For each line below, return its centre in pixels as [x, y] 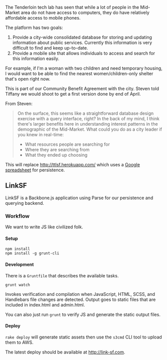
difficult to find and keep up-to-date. [50, 48]
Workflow [18, 216]
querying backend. [25, 203]
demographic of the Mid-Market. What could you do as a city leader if [90, 129]
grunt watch [18, 285]
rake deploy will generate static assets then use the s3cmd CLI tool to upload [83, 337]
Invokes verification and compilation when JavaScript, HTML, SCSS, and [80, 294]
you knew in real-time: [41, 134]
